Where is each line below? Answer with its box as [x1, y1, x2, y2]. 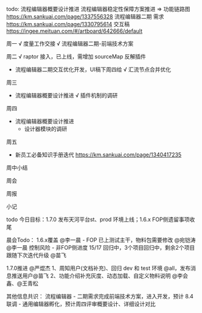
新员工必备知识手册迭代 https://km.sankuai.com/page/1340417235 [15, 151, 182, 158]
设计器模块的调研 [24, 125, 68, 132]
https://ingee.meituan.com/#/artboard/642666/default [6, 27, 143, 35]
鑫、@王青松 [6, 280, 38, 287]
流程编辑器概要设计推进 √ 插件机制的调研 [15, 92, 118, 99]
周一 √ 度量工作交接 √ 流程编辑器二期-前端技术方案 [6, 40, 134, 47]
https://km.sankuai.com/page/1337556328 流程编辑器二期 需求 [6, 13, 164, 20]
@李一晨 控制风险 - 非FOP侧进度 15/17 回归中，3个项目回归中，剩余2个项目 [6, 244, 195, 251]
